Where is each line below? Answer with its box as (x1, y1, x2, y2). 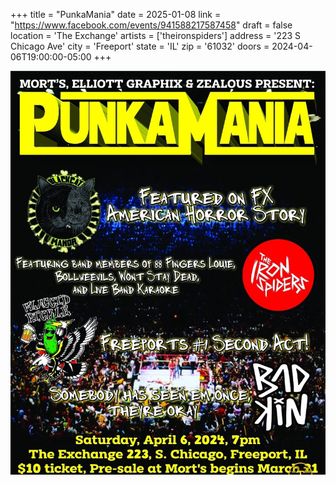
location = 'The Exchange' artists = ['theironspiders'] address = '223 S (10, 30, 302, 41)
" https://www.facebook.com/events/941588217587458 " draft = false (10, 19, 293, 31)
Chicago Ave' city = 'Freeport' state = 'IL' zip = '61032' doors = (10, 40, 270, 52)
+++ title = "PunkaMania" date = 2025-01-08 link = (10, 9, 222, 20)
